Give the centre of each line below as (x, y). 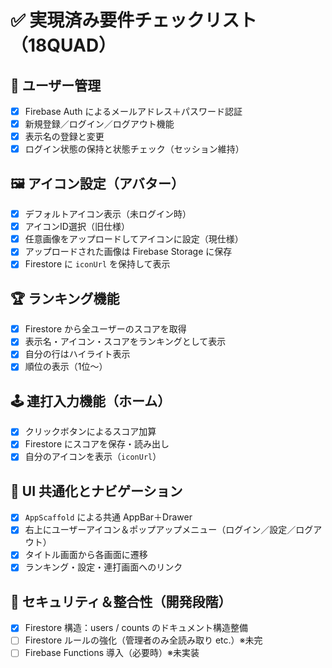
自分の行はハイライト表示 (77, 354)
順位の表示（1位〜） (66, 367)
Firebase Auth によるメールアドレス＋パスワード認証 (133, 111)
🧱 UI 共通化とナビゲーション (96, 491)
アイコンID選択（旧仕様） (77, 227)
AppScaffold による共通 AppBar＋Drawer (108, 517)
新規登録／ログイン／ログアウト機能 (99, 124)
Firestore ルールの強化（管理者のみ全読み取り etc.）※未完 (143, 640)
